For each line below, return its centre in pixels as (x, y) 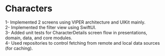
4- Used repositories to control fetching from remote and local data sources (82, 43)
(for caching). (19, 48)
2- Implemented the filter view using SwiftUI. (51, 27)
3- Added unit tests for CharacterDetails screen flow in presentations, (76, 32)
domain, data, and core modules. (39, 38)
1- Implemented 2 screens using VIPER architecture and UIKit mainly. (75, 22)
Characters (29, 9)
